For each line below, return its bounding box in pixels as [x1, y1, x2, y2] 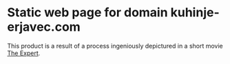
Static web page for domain [7, 5, 168, 20]
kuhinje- [170, 5, 220, 20]
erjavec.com [7, 19, 81, 35]
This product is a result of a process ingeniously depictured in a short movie [7, 42, 224, 50]
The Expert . [7, 49, 41, 57]
